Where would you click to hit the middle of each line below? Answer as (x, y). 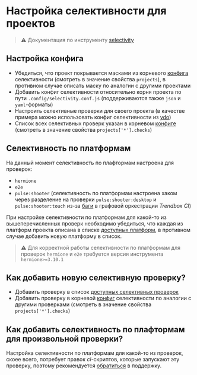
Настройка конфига (45, 58)
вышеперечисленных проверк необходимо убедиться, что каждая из (95, 223)
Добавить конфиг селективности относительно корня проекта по (98, 92)
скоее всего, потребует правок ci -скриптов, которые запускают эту (93, 360)
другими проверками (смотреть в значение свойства (83, 304)
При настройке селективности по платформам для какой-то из (87, 217)
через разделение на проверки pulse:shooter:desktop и (85, 199)
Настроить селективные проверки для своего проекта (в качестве (100, 110)
